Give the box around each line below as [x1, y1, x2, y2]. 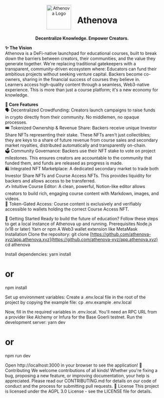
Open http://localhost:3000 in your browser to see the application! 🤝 [5, 362, 143, 368]
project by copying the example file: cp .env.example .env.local [5, 299, 132, 305]
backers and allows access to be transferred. [5, 178, 96, 184]
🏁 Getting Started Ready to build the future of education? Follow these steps [5, 215, 159, 221]
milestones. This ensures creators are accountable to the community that [5, 155, 152, 160]
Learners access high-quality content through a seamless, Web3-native [5, 81, 150, 87]
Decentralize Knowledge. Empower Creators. [35, 35, 129, 41]
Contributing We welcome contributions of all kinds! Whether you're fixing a [5, 367, 158, 373]
